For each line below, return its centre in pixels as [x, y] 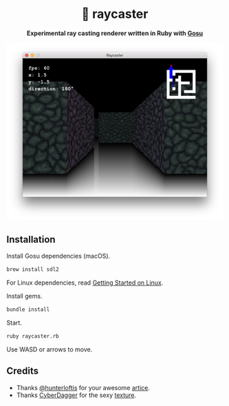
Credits [23, 371]
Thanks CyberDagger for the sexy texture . [76, 395]
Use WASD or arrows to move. [50, 349]
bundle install [28, 309]
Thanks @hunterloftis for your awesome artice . [83, 387]
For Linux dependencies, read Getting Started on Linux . [85, 283]
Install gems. [24, 296]
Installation [31, 240]
